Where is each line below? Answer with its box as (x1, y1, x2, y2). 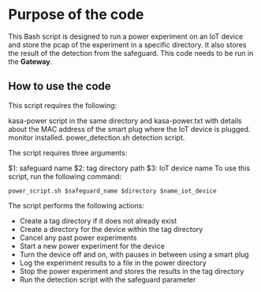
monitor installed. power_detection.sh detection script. (8, 133, 185, 142)
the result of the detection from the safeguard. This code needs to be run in (8, 48, 254, 58)
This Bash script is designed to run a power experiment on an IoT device (8, 32, 244, 41)
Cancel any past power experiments (19, 233, 137, 242)
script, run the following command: (8, 171, 122, 181)
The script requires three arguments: (8, 148, 128, 157)
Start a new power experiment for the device (19, 241, 166, 250)
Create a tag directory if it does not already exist (19, 215, 177, 226)
